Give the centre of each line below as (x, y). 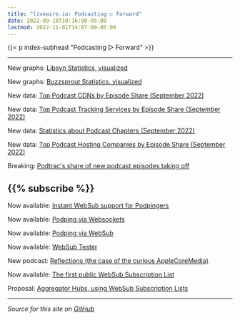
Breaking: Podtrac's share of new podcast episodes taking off (99, 166)
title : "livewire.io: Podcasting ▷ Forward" (75, 14)
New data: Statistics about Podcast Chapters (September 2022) (101, 131)
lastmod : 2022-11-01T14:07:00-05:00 (62, 27)
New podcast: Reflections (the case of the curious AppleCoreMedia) (108, 261)
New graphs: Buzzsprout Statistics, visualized (75, 82)
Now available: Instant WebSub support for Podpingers (88, 206)
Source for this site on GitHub (51, 309)
